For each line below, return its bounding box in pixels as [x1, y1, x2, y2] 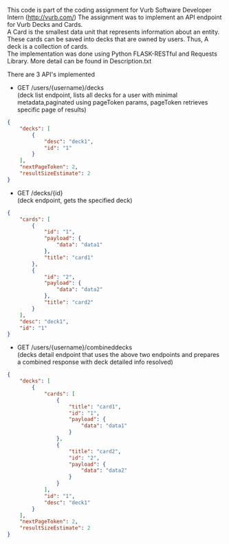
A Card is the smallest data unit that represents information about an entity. [7, 28, 220, 36]
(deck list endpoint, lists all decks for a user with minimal [17, 91, 177, 99]
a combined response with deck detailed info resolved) [17, 358, 173, 367]
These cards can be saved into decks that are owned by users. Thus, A [7, 35, 209, 43]
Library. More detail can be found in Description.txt [7, 57, 152, 65]
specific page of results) [17, 106, 87, 113]
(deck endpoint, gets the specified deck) [17, 196, 133, 204]
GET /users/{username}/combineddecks [17, 343, 133, 351]
